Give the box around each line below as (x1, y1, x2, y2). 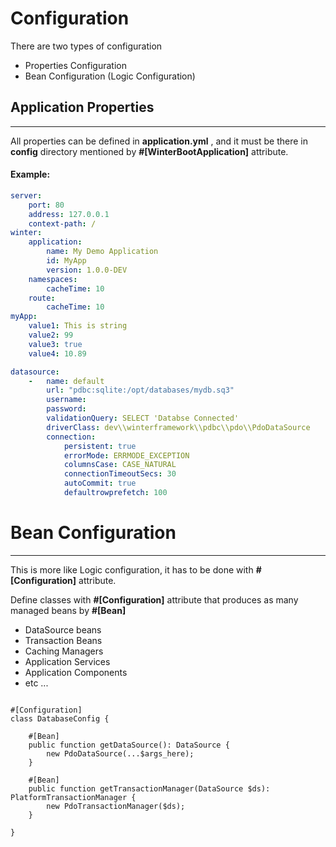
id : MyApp (46, 256, 87, 266)
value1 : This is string (28, 321, 128, 331)
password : (46, 404, 87, 414)
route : (28, 293, 56, 303)
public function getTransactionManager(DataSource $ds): (28, 783, 271, 794)
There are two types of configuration (10, 40, 163, 52)
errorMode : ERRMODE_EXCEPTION (63, 450, 190, 461)
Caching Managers (24, 645, 104, 657)
